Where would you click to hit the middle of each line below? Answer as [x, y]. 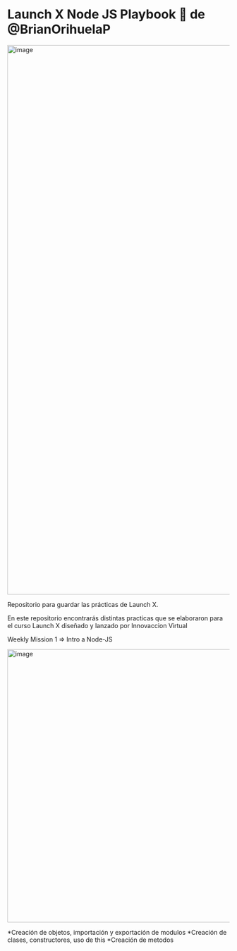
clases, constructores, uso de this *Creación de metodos [91, 940]
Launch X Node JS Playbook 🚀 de [107, 14]
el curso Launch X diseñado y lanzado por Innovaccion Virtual [98, 625]
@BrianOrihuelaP [59, 29]
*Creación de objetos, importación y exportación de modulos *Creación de [117, 932]
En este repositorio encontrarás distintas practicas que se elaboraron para [115, 618]
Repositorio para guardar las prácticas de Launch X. [83, 604]
